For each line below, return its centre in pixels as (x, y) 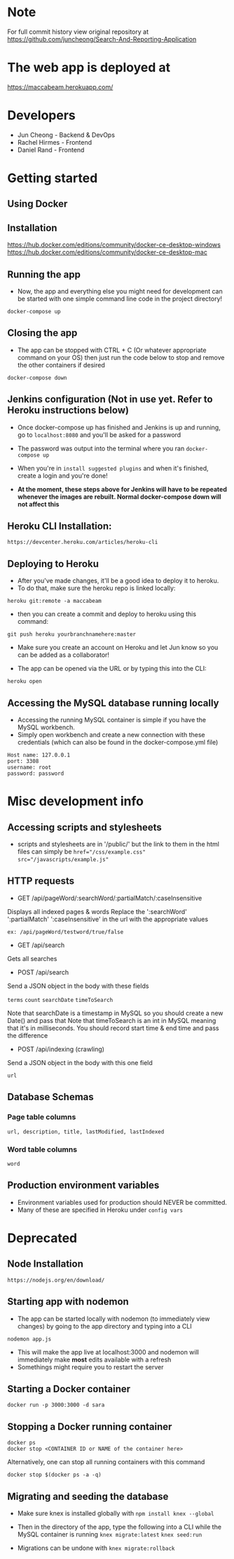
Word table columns (42, 1149)
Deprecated (42, 1238)
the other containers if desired (61, 365)
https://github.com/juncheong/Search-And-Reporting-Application (102, 39)
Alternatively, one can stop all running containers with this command (106, 1462)
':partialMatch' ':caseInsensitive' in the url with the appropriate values (108, 919)
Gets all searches (32, 958)
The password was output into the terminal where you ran (101, 448)
